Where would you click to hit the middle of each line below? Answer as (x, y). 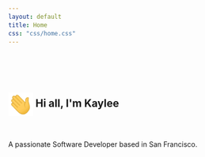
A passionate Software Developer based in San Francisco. (103, 144)
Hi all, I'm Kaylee (77, 103)
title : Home (28, 25)
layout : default (35, 17)
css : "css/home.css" (42, 33)
